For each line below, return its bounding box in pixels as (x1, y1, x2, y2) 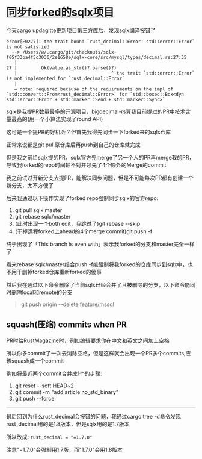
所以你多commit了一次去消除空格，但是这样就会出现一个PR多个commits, (6, 349, 186, 357)
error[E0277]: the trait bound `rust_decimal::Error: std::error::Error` (6, 39, 195, 45)
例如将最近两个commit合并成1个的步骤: (6, 370, 102, 377)
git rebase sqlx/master (14, 213, 71, 220)
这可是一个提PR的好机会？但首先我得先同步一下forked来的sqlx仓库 (6, 128, 171, 136)
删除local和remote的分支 (11, 289, 73, 296)
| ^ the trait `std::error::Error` (14, 70, 195, 76)
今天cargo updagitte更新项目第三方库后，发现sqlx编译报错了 (6, 27, 156, 34)
